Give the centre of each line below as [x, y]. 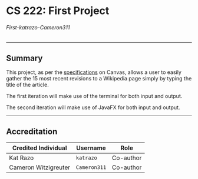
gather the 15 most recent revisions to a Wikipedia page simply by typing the [99, 79]
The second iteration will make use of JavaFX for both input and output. [93, 107]
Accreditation [32, 131]
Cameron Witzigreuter [40, 167]
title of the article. [27, 85]
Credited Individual [39, 148]
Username [91, 148]
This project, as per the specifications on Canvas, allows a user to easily [94, 72]
